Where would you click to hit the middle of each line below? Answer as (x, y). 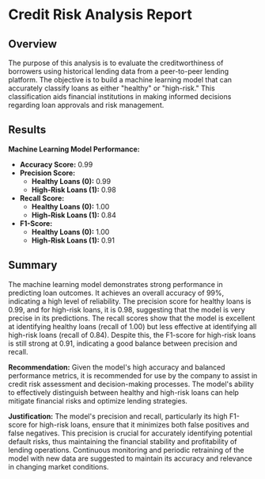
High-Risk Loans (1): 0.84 (74, 215)
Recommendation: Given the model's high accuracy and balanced (117, 367)
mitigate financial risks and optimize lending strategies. (98, 400)
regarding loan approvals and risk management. (86, 105)
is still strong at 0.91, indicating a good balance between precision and (123, 343)
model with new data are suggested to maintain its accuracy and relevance (131, 458)
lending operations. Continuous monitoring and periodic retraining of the (126, 450)
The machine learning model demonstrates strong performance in (115, 284)
